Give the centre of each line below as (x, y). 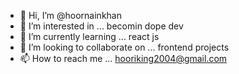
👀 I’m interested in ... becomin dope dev (101, 26)
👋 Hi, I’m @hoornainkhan (70, 15)
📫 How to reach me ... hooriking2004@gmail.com (123, 58)
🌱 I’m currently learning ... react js (89, 36)
